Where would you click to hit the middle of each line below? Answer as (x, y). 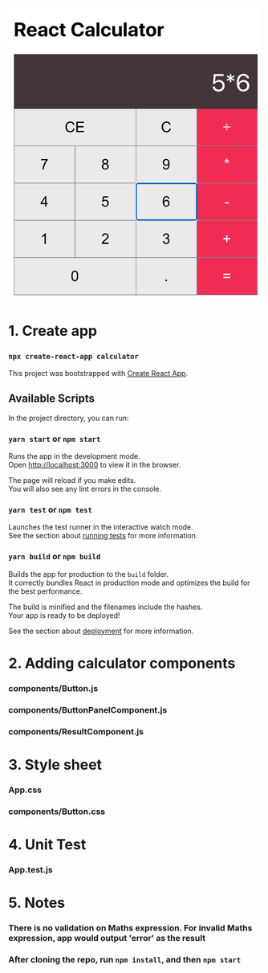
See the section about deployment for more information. (101, 631)
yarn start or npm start (55, 439)
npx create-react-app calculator (73, 356)
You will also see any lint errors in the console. (85, 489)
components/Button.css (57, 812)
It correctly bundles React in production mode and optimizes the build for (129, 583)
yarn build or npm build (55, 557)
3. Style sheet (55, 764)
